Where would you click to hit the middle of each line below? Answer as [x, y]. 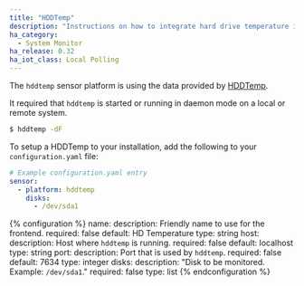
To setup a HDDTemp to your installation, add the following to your [133, 147]
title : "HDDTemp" [42, 18]
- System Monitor [50, 43]
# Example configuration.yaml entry [78, 173]
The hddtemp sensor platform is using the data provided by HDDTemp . [139, 86]
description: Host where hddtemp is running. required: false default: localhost [152, 243]
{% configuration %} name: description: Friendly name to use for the [137, 224]
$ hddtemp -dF [36, 129]
